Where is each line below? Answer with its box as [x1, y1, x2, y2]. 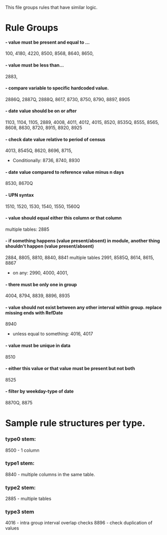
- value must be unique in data [5, 342, 71, 349]
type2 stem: [5, 484, 36, 491]
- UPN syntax [5, 192, 34, 198]
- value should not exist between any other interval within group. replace [5, 304, 162, 310]
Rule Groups [5, 22, 58, 34]
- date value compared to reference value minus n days [5, 169, 124, 175]
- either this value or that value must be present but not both [5, 365, 136, 371]
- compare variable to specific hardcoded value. [5, 85, 109, 91]
